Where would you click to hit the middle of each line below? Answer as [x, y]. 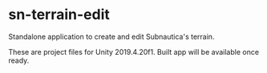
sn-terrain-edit [59, 15]
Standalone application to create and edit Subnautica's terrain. [111, 36]
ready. [19, 60]
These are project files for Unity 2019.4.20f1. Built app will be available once [133, 52]
